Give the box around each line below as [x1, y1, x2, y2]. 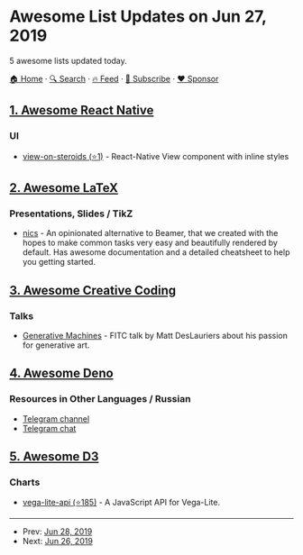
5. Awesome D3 [9, 449, 99, 465]
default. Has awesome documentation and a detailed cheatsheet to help [22, 247, 290, 258]
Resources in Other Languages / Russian [9, 393, 191, 405]
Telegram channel [22, 413, 90, 424]
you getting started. [22, 257, 96, 268]
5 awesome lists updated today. [9, 55, 128, 66]
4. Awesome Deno [9, 366, 115, 381]
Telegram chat [22, 423, 77, 433]
